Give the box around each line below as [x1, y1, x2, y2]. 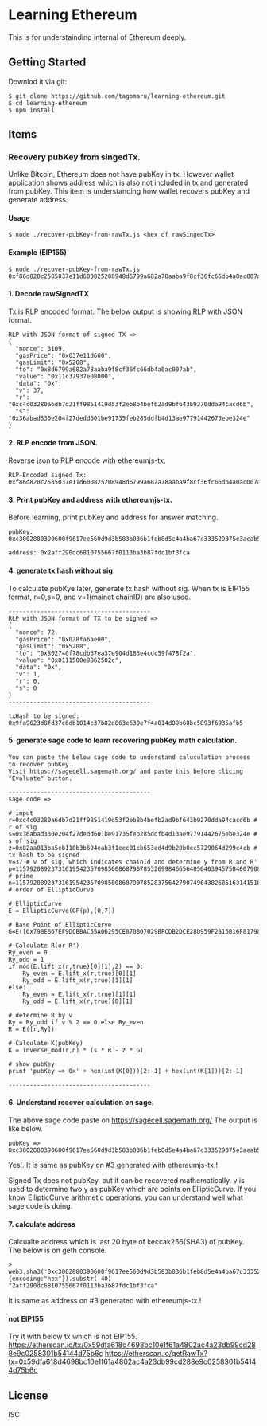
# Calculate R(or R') [8, 942, 80, 950]
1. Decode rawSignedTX [8, 289, 90, 299]
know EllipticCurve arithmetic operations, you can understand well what [8, 1193, 244, 1202]
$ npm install [8, 106, 56, 114]
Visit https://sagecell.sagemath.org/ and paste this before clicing [8, 767, 244, 775]
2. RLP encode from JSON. [8, 438, 98, 448]
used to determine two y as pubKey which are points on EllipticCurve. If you [8, 1184, 257, 1193]
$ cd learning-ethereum [8, 99, 87, 107]
